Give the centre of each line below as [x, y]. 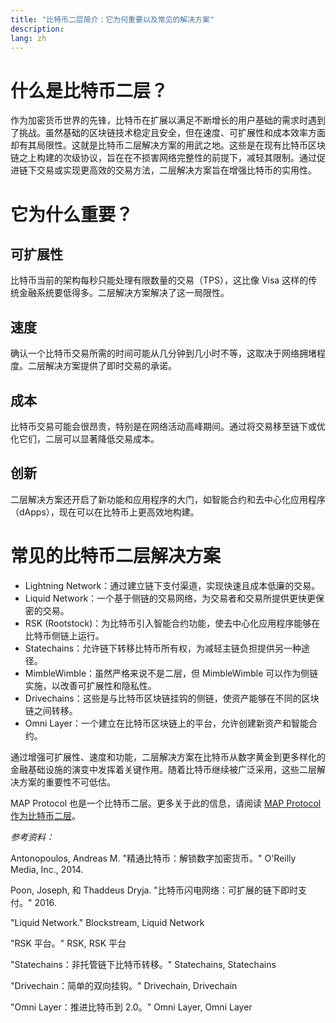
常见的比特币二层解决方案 [116, 555]
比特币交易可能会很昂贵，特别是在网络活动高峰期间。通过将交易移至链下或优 [168, 426]
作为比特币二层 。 [45, 815]
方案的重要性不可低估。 [67, 782]
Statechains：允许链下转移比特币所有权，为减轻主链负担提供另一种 [163, 648]
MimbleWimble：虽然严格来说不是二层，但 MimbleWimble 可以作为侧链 [171, 673]
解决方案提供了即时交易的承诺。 [110, 366]
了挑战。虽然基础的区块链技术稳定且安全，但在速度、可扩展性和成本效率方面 [168, 133]
